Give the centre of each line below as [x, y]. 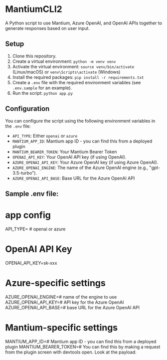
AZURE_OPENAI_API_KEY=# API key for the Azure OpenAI [65, 302]
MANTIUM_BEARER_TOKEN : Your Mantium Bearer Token [65, 152]
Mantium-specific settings [62, 327]
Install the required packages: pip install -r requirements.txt [78, 77]
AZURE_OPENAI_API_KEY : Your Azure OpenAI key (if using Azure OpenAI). [85, 162]
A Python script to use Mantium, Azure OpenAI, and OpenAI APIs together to [84, 23]
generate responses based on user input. [47, 28]
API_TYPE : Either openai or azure [45, 136]
